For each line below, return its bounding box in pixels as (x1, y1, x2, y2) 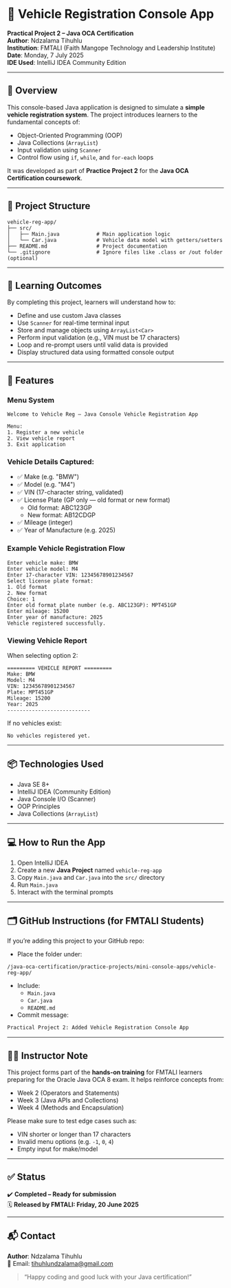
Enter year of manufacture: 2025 (7, 614, 103, 621)
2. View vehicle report (7, 435, 76, 442)
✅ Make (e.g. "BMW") (16, 472, 80, 481)
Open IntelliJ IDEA (16, 858, 69, 867)
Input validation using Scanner (16, 145, 102, 154)
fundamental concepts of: (7, 117, 80, 126)
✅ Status (7, 1171, 46, 1183)
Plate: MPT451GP (7, 689, 54, 696)
